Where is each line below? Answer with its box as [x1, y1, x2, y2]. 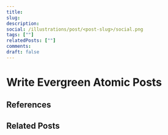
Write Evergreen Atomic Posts [6, 75, 163, 89]
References [6, 99, 51, 110]
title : [6, 9, 23, 15]
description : [6, 20, 40, 26]
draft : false [6, 49, 40, 55]
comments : [6, 44, 32, 50]
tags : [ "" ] [6, 32, 34, 38]
